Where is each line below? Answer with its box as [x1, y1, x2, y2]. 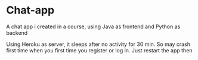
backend [6, 29, 28, 36]
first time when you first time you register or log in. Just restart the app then [6, 46, 193, 54]
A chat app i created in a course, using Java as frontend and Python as [6, 23, 181, 30]
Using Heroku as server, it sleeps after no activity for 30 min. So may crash [6, 41, 191, 48]
